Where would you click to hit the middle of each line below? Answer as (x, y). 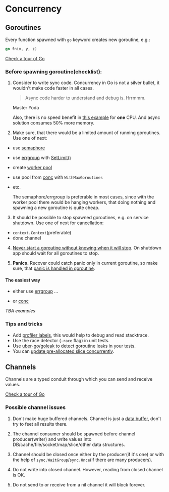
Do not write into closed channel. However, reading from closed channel (88, 469)
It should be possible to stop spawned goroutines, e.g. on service (80, 218)
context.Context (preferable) (42, 233)
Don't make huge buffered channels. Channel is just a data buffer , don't (87, 419)
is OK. (19, 475)
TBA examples (20, 311)
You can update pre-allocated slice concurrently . (63, 351)
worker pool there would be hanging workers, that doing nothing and (84, 202)
